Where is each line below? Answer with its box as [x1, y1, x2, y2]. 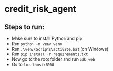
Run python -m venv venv [11, 41, 63, 47]
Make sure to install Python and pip [11, 35, 82, 41]
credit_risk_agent [4, 3, 77, 15]
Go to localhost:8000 [11, 62, 54, 67]
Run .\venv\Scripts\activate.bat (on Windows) [11, 46, 109, 52]
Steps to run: [4, 23, 45, 31]
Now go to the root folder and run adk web [11, 56, 95, 62]
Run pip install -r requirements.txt [11, 51, 88, 57]
